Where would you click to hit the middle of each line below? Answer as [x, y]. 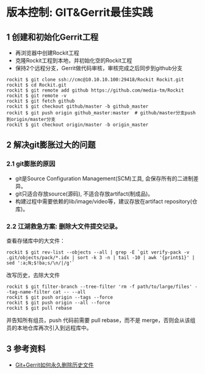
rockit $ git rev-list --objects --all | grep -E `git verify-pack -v [98, 252]
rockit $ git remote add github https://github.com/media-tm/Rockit [95, 90]
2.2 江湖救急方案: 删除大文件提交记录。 [64, 226]
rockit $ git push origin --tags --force [60, 297]
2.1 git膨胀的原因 [31, 164]
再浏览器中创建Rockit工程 [47, 53]
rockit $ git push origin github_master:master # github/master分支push [101, 113]
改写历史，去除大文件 [33, 275]
